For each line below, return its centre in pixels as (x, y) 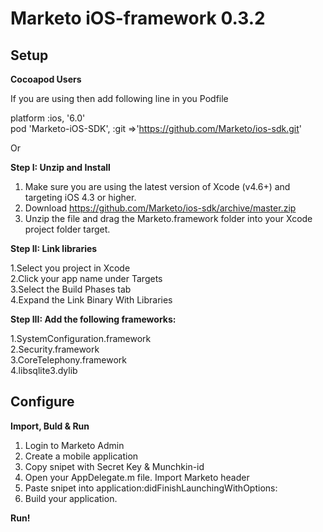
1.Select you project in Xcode (70, 268)
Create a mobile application (81, 456)
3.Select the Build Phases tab (71, 289)
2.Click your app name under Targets (86, 278)
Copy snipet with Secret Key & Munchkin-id (114, 466)
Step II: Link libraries (54, 248)
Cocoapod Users (46, 79)
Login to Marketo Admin (74, 445)
